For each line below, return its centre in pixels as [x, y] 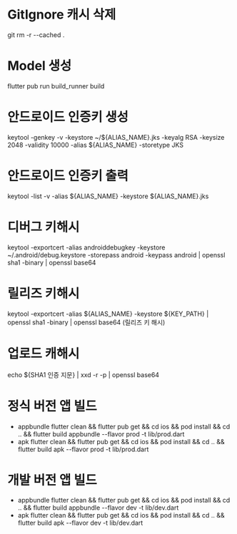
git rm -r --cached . [36, 35]
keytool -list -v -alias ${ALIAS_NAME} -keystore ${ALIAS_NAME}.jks [108, 196]
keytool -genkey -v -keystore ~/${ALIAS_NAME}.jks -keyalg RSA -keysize [116, 137]
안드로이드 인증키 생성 [68, 117]
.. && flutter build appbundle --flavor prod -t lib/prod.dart [101, 434]
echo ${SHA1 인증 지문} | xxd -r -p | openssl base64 [83, 374]
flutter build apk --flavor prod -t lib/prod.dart [83, 449]
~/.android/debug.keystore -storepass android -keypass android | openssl [116, 255]
